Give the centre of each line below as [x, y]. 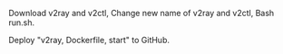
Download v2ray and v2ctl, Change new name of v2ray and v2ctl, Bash [141, 13]
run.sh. [22, 22]
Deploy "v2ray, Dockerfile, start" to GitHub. [89, 40]
